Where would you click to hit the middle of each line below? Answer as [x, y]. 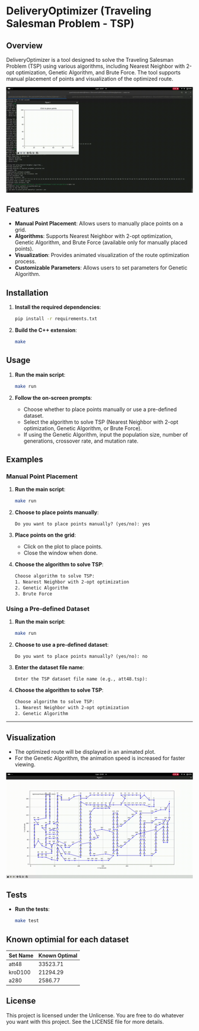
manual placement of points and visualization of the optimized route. [90, 79]
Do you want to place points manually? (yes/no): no [81, 656]
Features [23, 209]
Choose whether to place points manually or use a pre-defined [100, 409]
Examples [25, 459]
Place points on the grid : [45, 535]
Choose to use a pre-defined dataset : [62, 645]
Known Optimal [58, 955]
